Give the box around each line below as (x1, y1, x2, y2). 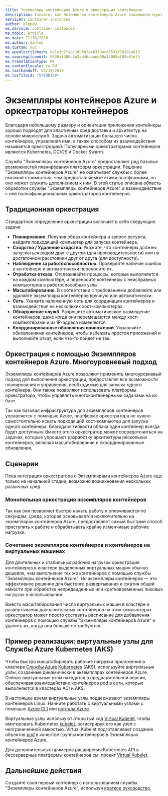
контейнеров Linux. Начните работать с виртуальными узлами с (5, 700, 144, 706)
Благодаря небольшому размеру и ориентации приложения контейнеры (5, 122, 161, 128)
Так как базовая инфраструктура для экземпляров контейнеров (5, 407, 143, 413)
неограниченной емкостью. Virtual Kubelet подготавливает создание (5, 726, 154, 732)
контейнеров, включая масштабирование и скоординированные (5, 440, 144, 446)
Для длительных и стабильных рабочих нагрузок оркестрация (5, 559, 140, 565)
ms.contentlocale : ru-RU (5, 63, 57, 68)
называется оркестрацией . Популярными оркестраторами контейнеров (5, 143, 160, 149)
